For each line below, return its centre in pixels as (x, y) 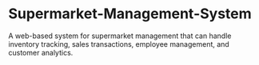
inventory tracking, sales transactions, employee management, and (119, 44)
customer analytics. (41, 52)
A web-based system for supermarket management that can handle (120, 36)
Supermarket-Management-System (130, 14)
